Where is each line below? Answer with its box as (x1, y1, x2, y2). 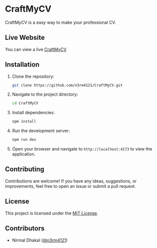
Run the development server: (12, 128, 70, 134)
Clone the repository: (12, 73, 55, 79)
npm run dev (12, 137, 36, 142)
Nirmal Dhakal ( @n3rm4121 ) (12, 237, 68, 243)
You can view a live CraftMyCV (5, 46, 67, 52)
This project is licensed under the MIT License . (5, 210, 99, 216)
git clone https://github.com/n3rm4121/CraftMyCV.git (12, 83, 123, 88)
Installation (5, 61, 40, 69)
